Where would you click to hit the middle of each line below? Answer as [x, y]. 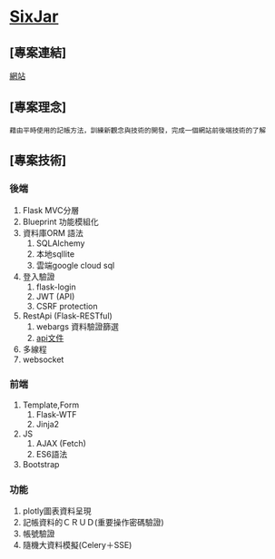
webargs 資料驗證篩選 [78, 326]
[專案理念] [38, 108]
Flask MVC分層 [51, 210]
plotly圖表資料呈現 [57, 511]
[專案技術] [38, 161]
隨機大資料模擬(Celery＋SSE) [77, 545]
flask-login [56, 287]
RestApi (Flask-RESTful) [68, 316]
